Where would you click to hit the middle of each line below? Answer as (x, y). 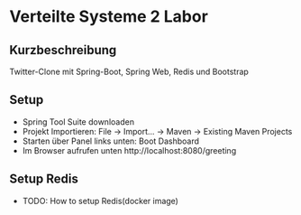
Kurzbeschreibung (63, 50)
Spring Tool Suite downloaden (78, 122)
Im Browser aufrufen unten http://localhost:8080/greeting (129, 150)
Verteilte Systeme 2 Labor (109, 17)
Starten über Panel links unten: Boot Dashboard (111, 141)
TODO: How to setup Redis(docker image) (100, 201)
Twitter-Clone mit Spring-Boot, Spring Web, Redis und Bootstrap (129, 71)
